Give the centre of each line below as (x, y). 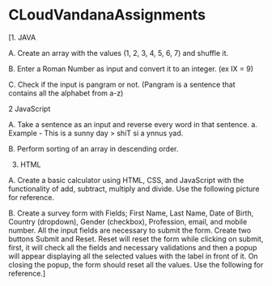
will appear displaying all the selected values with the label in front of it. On (133, 256)
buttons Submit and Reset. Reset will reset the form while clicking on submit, (136, 239)
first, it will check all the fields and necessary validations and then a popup (133, 247)
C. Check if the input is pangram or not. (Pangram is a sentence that (122, 84)
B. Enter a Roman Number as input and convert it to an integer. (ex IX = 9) (131, 68)
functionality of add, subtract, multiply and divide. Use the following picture (134, 189)
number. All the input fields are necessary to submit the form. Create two (130, 230)
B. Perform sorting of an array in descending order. (93, 148)
